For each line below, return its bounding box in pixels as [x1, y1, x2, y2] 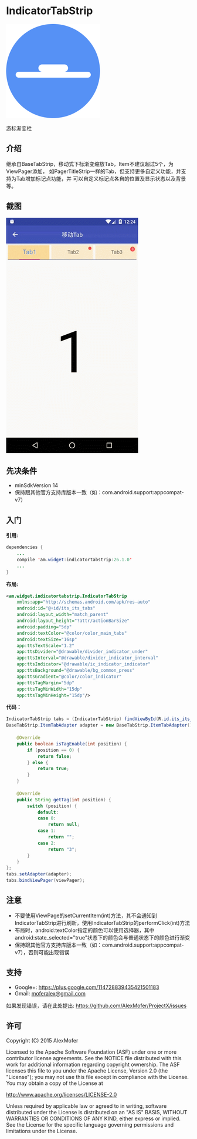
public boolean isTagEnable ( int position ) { [16, 741, 127, 747]
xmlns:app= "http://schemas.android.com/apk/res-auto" [16, 599, 151, 605]
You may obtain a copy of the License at [6, 1080, 104, 1087]
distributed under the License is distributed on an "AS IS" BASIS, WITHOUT [6, 1108, 188, 1115]
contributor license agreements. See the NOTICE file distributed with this [6, 1054, 182, 1061]
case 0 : [37, 815, 57, 821]
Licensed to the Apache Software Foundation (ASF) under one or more [6, 1048, 177, 1055]
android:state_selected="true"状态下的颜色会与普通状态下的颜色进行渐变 [14, 934, 191, 941]
